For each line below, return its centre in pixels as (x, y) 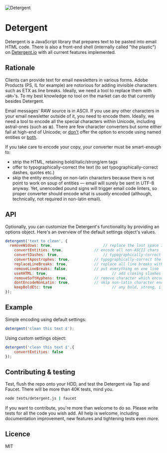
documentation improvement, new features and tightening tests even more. (82, 419)
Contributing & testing (40, 372)
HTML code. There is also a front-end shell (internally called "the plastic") (81, 47)
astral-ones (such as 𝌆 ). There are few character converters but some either (83, 127)
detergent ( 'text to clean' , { (37, 241)
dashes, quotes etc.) (33, 172)
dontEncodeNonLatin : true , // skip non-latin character (84, 283)
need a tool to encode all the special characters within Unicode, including (80, 121)
